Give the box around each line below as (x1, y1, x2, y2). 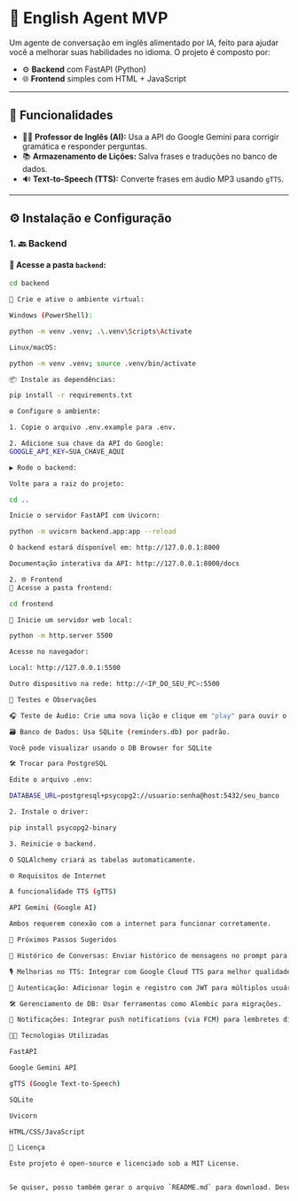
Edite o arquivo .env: (9, 776, 93, 784)
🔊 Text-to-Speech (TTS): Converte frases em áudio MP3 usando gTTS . (21, 173, 284, 184)
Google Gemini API (9, 1064, 77, 1072)
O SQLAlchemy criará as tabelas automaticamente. (9, 855, 197, 864)
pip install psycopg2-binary (9, 823, 117, 832)
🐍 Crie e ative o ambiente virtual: (9, 295, 145, 304)
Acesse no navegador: (9, 647, 90, 657)
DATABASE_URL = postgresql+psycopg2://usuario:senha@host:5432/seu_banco (9, 792, 279, 800)
